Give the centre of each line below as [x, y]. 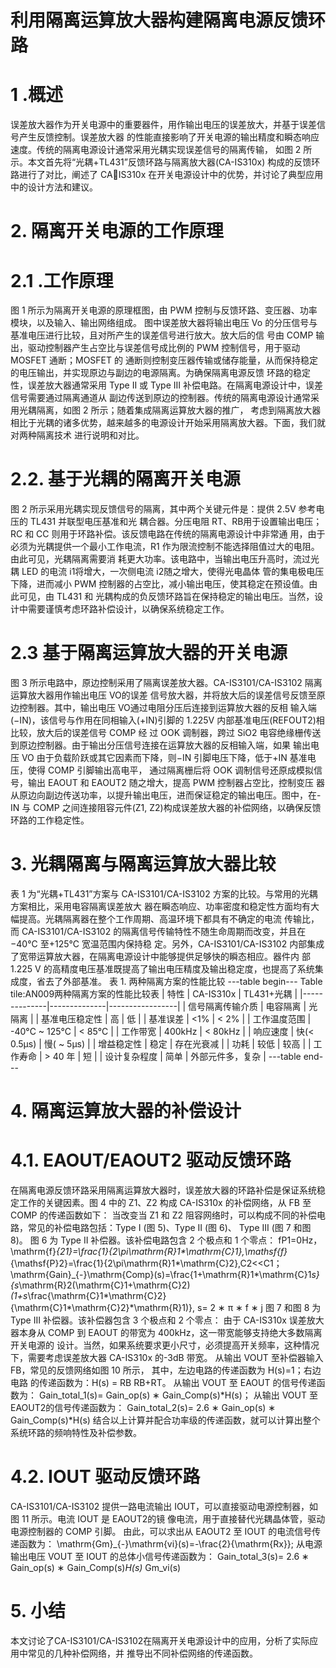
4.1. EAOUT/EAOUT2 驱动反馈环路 [151, 1160]
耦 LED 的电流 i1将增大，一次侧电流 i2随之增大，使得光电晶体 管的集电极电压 [167, 572]
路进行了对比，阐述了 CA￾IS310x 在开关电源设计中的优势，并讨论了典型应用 [167, 175]
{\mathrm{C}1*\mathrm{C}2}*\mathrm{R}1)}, [103, 1308]
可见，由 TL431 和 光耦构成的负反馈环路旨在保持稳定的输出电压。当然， [166, 597]
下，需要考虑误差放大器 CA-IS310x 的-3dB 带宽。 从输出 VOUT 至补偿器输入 [167, 1358]
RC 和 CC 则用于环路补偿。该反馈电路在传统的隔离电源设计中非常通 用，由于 [168, 534]
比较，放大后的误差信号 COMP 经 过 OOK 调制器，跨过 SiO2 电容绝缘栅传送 [166, 733]
